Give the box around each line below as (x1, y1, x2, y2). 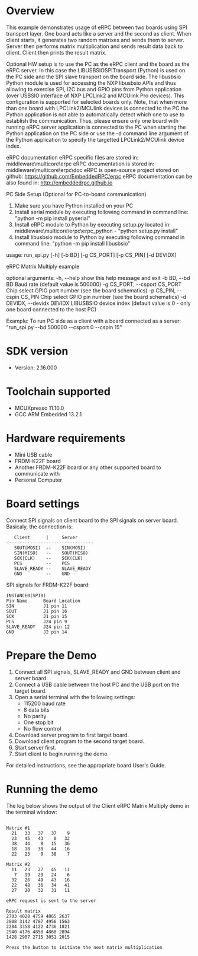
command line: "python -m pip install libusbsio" (14, 240, 131, 247)
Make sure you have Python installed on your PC (14, 202, 134, 209)
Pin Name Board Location (6, 598, 81, 604)
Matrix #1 (6, 825, 31, 831)
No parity (23, 712, 47, 719)
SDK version (6, 345, 69, 358)
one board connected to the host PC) (6, 305, 97, 313)
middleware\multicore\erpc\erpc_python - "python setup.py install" (14, 227, 178, 234)
